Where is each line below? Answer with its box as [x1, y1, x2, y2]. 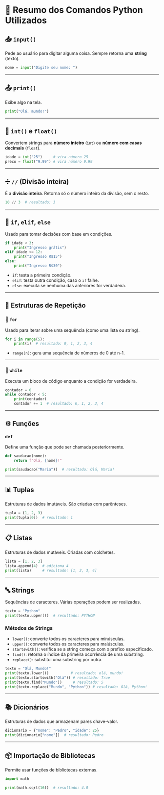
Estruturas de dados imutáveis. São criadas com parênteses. [5, 501, 127, 507]
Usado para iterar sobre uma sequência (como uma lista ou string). [5, 327, 140, 333]
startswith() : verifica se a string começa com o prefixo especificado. [12, 646, 153, 652]
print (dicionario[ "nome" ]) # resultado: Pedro [5, 733, 104, 738]
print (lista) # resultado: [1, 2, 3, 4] [5, 568, 97, 573]
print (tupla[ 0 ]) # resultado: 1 [5, 515, 73, 520]
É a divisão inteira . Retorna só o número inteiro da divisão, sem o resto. [5, 190, 149, 196]
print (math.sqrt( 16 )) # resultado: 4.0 [5, 785, 89, 790]
